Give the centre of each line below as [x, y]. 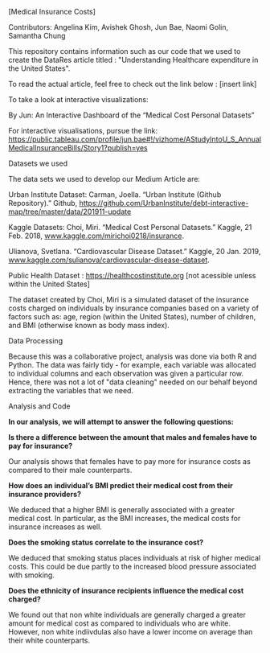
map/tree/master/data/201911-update [70, 212]
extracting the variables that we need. [71, 390]
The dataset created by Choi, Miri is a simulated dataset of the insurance [129, 300]
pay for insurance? [41, 446]
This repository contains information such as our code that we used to [125, 51]
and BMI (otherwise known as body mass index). [89, 325]
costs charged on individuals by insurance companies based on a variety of [134, 308]
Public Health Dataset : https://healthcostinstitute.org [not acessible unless [132, 275]
